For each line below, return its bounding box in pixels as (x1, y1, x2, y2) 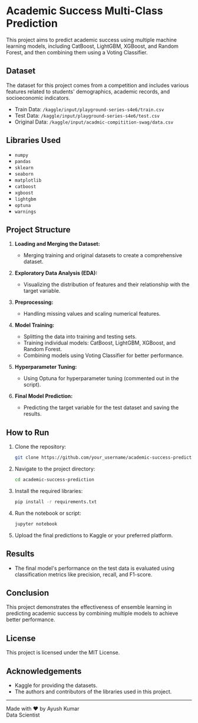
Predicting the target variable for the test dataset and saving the (23, 404, 179, 411)
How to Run (6, 427, 49, 437)
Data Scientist (6, 711, 40, 718)
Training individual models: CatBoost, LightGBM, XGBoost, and (23, 339, 176, 346)
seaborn (14, 171, 34, 177)
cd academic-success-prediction (14, 477, 94, 483)
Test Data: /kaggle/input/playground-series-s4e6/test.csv (14, 112, 160, 119)
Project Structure (6, 225, 71, 235)
